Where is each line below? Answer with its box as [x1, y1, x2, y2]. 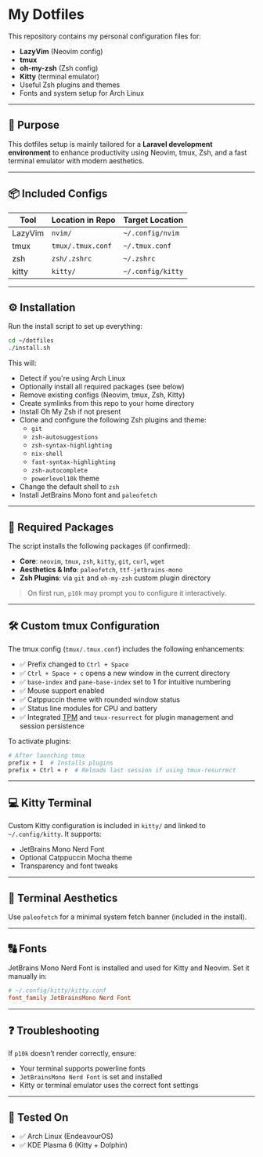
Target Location [123, 214, 184, 225]
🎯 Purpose [8, 119, 60, 132]
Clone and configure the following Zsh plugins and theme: [19, 415, 207, 425]
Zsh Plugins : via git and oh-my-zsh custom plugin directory [19, 573, 211, 582]
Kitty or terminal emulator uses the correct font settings [19, 1081, 199, 1090]
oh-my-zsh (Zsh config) [19, 63, 99, 72]
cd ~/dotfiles [8, 337, 55, 345]
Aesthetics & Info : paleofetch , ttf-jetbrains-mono [19, 564, 183, 574]
